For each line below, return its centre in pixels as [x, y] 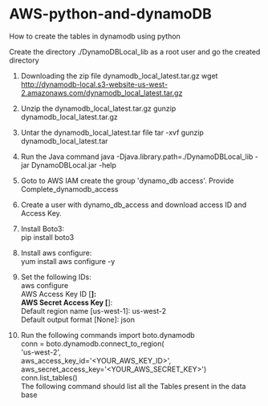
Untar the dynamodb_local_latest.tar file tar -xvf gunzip [112, 132]
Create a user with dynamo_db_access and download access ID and [134, 205]
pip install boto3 [47, 237]
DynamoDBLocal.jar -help [74, 164]
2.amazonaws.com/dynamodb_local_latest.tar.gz [102, 92]
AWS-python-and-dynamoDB [110, 14]
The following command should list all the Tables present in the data [133, 386]
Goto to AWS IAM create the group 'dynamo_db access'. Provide [127, 181]
